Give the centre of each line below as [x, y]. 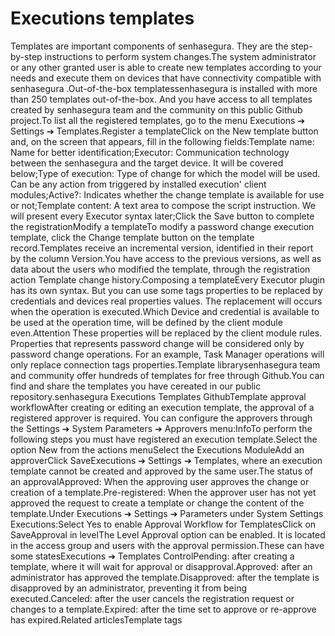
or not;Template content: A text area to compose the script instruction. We [163, 205]
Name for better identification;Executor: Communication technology [150, 152]
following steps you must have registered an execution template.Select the [164, 439]
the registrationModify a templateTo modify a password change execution [162, 226]
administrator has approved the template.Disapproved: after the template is [165, 577]
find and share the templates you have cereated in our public [136, 386]
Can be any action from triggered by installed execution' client [138, 184]
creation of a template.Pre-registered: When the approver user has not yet [163, 492]
